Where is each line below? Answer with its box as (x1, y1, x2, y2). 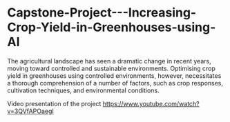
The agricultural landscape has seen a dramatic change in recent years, (7, 57, 212, 65)
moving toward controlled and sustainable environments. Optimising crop (7, 64, 215, 72)
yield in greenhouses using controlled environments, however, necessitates (7, 71, 222, 80)
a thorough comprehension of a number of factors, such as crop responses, (7, 79, 223, 87)
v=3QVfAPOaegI (7, 107, 54, 115)
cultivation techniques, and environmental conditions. (7, 86, 160, 94)
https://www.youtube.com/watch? (102, 99, 200, 108)
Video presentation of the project (7, 99, 102, 108)
